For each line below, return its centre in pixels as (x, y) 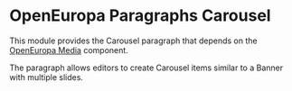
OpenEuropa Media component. (69, 50)
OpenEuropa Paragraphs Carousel (140, 16)
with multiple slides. (47, 77)
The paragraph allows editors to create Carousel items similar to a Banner (146, 68)
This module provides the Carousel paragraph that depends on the (133, 41)
